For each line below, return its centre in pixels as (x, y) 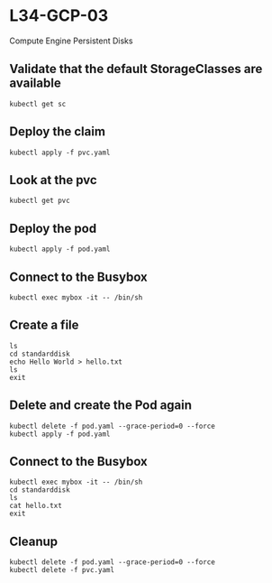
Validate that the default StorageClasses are (136, 69)
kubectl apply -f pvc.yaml (60, 153)
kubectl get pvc (40, 201)
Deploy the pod (53, 228)
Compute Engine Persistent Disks (71, 41)
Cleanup (34, 541)
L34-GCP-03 (59, 16)
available (35, 83)
